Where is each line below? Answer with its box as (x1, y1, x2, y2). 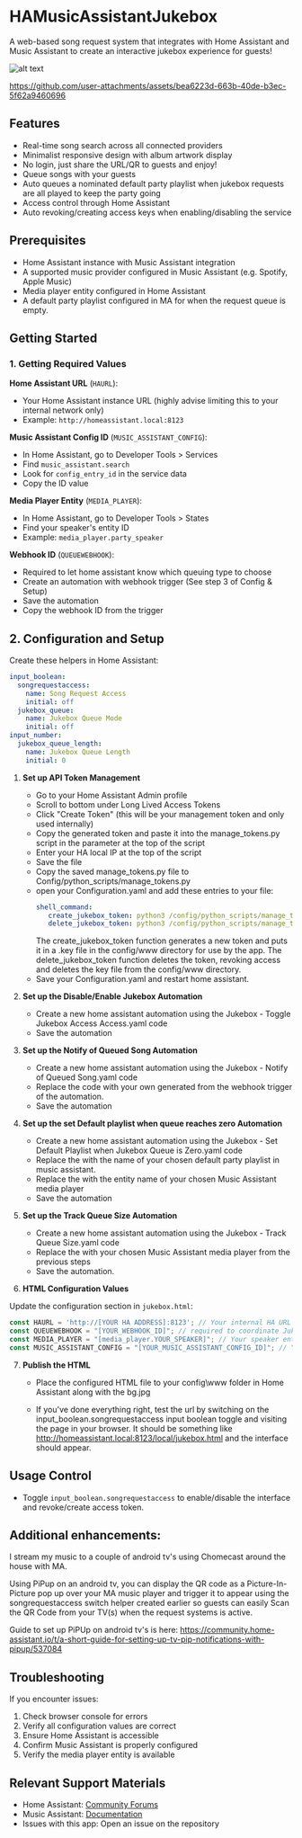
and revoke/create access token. (22, 1502, 145, 1512)
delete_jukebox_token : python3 (48, 919, 165, 928)
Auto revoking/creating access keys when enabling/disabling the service (22, 207, 292, 218)
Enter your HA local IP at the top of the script (35, 847, 202, 858)
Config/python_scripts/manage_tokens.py (35, 875, 191, 887)
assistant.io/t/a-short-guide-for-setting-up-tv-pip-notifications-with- (9, 1634, 265, 1645)
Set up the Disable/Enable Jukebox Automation (22, 991, 203, 1002)
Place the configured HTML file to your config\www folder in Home (35, 1377, 285, 1387)
